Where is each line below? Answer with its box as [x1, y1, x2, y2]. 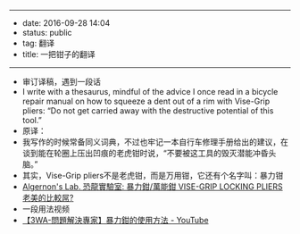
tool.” [21, 115, 42, 125]
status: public [21, 28, 73, 38]
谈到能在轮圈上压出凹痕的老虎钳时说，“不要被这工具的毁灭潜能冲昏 [21, 148, 269, 158]
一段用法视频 [21, 204, 70, 214]
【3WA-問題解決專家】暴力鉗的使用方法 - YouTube [21, 215, 209, 225]
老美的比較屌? [21, 193, 74, 203]
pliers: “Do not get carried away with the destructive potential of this [21, 105, 274, 116]
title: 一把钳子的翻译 [21, 49, 96, 59]
